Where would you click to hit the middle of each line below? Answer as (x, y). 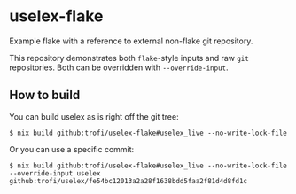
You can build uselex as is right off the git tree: (94, 116)
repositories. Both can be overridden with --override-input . (119, 67)
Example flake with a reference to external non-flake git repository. (131, 41)
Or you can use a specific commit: (72, 149)
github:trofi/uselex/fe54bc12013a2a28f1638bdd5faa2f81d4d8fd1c (129, 181)
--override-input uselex (55, 173)
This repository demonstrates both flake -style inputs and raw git (129, 58)
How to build (45, 95)
